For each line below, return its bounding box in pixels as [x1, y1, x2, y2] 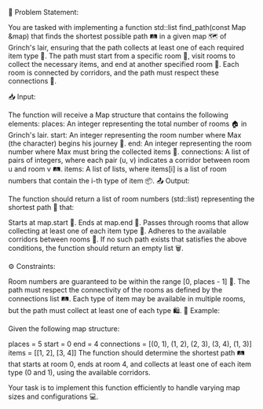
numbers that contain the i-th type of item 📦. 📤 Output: [8, 176, 190, 185]
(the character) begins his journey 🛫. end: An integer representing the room [8, 138, 252, 148]
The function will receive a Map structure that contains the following [8, 110, 229, 120]
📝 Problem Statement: [8, 8, 79, 17]
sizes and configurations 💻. [8, 392, 100, 401]
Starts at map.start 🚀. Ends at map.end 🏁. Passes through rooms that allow [8, 218, 250, 227]
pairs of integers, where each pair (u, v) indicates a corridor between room [8, 156, 250, 164]
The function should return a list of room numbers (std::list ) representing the [8, 194, 255, 204]
